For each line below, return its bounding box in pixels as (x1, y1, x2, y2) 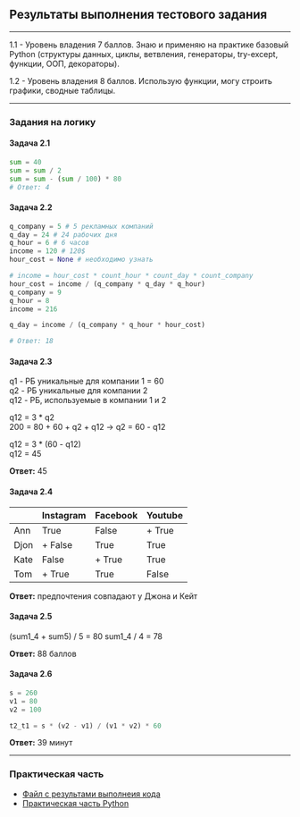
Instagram (41, 509, 87, 521)
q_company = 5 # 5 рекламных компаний (9, 222, 154, 231)
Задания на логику (9, 115, 96, 128)
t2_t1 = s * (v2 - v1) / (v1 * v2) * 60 (9, 721, 162, 730)
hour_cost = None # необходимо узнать (9, 255, 154, 265)
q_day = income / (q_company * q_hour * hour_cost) (9, 321, 205, 330)
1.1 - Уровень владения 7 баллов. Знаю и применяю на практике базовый (9, 39, 289, 50)
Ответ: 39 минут (9, 737, 73, 748)
